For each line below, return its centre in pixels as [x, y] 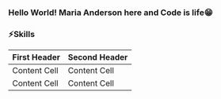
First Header [36, 57]
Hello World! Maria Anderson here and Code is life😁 [110, 13]
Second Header [98, 57]
